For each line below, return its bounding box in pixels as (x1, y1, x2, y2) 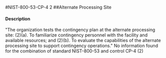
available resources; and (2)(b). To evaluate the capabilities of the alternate (5, 37, 161, 43)
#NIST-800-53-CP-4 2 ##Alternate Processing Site (5, 4, 112, 10)
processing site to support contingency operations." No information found (5, 42, 158, 49)
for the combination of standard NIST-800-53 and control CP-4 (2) (5, 48, 143, 54)
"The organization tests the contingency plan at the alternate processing (5, 27, 155, 33)
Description (5, 15, 31, 21)
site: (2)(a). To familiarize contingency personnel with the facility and (5, 32, 148, 38)
